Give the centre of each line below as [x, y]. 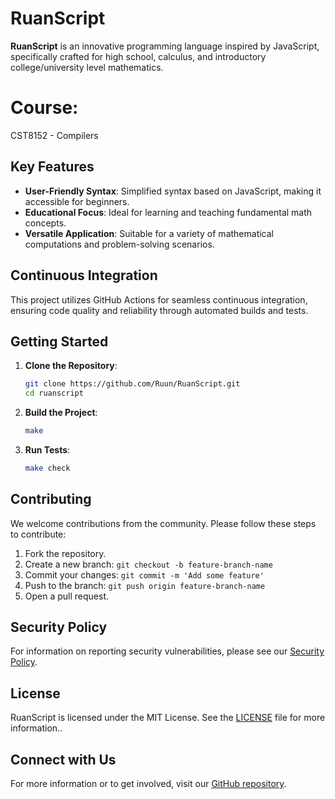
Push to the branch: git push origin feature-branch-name [145, 585]
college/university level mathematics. [87, 67]
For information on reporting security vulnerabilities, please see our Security [167, 651]
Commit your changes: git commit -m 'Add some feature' [144, 574]
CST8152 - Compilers [54, 135]
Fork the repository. [65, 553]
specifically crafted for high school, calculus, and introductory [138, 56]
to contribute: [38, 534]
